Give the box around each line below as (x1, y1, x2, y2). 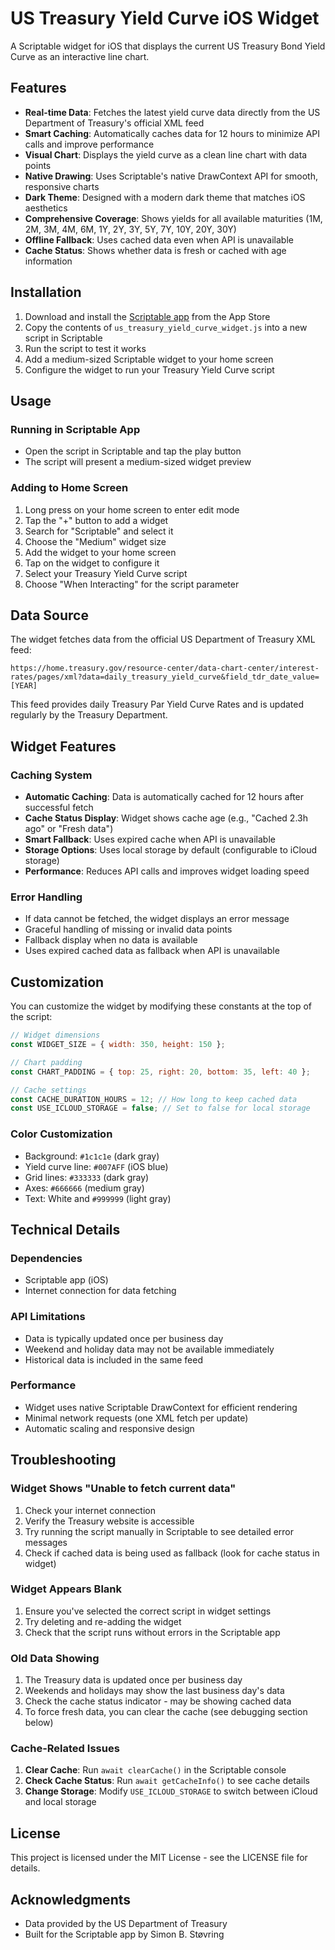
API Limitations (10, 1310, 86, 1324)
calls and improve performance (24, 138, 155, 150)
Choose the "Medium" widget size (24, 535, 167, 547)
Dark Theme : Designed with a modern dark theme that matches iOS (24, 191, 306, 203)
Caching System (10, 768, 93, 782)
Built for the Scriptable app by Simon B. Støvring (24, 1928, 225, 1941)
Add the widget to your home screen (24, 546, 177, 558)
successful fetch (24, 802, 94, 814)
